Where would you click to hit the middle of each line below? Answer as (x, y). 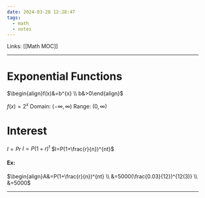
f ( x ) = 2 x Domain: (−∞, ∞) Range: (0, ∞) (57, 106)
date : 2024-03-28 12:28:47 (41, 12)
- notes (22, 29)
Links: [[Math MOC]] (33, 46)
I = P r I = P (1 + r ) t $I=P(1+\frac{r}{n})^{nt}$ (61, 148)
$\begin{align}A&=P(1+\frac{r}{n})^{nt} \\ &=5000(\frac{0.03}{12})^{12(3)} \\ (102, 176)
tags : (14, 18)
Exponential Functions (64, 76)
